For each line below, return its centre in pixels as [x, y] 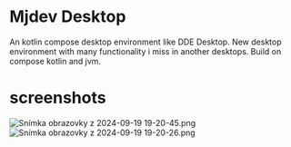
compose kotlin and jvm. [55, 61]
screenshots [58, 98]
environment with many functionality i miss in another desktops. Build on [145, 51]
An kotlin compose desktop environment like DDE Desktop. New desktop [145, 42]
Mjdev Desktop [68, 17]
